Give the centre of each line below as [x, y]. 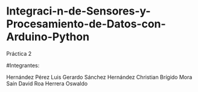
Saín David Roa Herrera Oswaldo [47, 84]
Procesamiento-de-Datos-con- [86, 24]
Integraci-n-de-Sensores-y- [78, 11]
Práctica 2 [19, 53]
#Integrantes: [23, 65]
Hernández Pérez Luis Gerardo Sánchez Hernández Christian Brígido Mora [99, 77]
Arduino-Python [48, 37]
